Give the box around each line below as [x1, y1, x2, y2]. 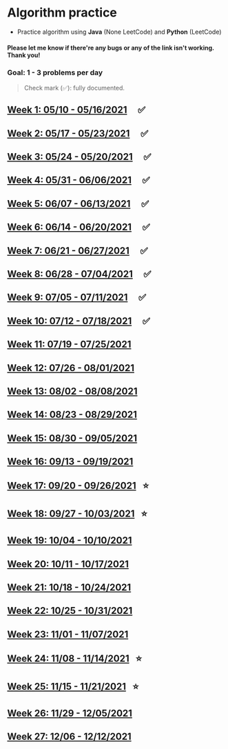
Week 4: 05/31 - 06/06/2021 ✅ [7, 174, 150, 186]
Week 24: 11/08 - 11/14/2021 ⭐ [7, 653, 143, 665]
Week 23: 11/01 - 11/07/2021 [7, 628, 129, 640]
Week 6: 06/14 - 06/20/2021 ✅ [7, 221, 150, 233]
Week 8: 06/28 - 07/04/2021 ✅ [7, 268, 152, 280]
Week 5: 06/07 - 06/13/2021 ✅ [7, 198, 149, 210]
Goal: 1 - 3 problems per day [7, 68, 103, 77]
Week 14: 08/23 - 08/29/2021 [7, 409, 138, 421]
